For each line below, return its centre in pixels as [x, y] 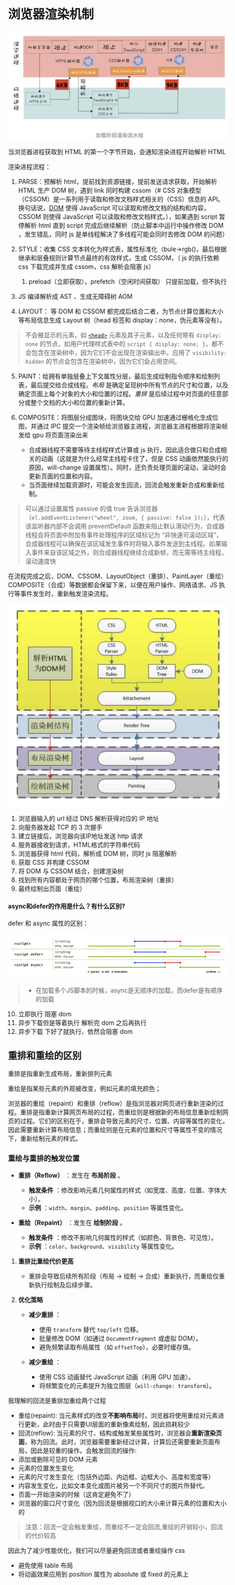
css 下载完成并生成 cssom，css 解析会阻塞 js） [86, 267]
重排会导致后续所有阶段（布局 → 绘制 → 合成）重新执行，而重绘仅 [124, 1276]
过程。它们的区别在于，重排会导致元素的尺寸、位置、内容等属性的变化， [124, 1121]
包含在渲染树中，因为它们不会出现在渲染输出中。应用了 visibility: [129, 353]
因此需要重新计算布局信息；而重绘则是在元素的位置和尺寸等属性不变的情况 [115, 1130]
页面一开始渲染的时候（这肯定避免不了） [76, 1494]
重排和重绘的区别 [45, 1055]
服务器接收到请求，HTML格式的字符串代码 [79, 845]
